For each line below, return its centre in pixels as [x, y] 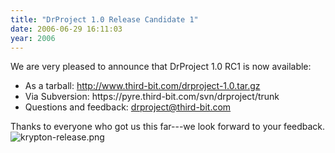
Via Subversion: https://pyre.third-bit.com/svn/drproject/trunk [152, 97]
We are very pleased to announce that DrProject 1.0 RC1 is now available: [161, 67]
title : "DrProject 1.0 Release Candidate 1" [104, 19]
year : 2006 [33, 38]
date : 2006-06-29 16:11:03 [66, 29]
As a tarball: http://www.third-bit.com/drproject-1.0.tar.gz [142, 86]
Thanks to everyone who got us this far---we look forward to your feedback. [168, 127]
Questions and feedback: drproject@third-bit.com [128, 107]
